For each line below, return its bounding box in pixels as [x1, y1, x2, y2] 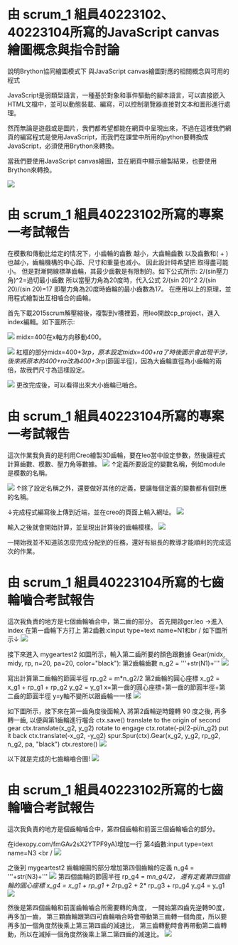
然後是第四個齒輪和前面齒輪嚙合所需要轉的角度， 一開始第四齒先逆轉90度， [7, 903, 229, 912]
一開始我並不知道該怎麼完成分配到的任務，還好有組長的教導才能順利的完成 [7, 538, 225, 546]
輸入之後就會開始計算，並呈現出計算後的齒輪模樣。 [7, 523, 157, 531]
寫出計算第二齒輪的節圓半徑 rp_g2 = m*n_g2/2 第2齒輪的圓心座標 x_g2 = [7, 673, 220, 683]
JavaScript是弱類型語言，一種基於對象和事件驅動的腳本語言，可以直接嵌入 [7, 90, 226, 100]
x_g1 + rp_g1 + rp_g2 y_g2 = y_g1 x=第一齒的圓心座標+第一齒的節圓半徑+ [7, 683, 220, 691]
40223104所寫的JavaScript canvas [7, 24, 220, 41]
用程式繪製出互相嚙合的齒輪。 [7, 293, 94, 302]
